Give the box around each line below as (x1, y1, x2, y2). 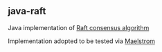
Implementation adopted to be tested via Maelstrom (8, 37, 155, 45)
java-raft (8, 5, 46, 17)
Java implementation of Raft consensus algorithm (8, 23, 150, 31)
